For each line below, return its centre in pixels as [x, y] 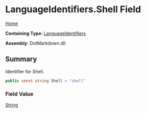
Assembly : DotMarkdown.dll [35, 43]
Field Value [19, 94]
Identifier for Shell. [25, 71]
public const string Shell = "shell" [45, 81]
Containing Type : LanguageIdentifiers [45, 33]
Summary [21, 59]
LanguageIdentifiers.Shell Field [73, 9]
